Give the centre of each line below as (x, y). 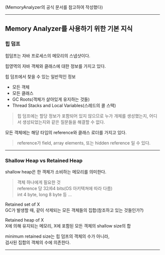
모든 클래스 (23, 93)
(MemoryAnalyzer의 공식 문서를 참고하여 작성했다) (54, 7)
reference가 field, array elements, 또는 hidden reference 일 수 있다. (84, 143)
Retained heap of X (25, 220)
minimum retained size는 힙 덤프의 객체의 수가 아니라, (57, 236)
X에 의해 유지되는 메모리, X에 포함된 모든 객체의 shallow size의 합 (68, 226)
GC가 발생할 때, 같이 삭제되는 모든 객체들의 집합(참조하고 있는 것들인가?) (74, 210)
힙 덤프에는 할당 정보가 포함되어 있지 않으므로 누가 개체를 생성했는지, (82, 116)
